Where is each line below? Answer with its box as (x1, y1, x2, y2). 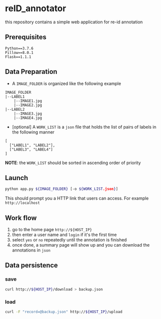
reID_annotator (5, 3, 66, 14)
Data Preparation (5, 67, 57, 76)
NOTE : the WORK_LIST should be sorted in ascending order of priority (5, 160, 141, 166)
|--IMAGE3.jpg (14, 111, 42, 116)
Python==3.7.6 (5, 46, 34, 51)
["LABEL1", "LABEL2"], (9, 143, 55, 148)
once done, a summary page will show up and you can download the (12, 242, 150, 248)
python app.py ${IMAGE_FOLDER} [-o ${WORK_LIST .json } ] (5, 186, 118, 192)
